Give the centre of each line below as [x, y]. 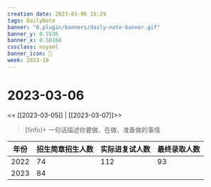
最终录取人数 [179, 149]
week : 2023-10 [28, 60]
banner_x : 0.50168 [34, 41]
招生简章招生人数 [65, 149]
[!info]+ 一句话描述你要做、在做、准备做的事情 [93, 129]
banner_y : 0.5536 [33, 34]
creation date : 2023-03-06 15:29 [57, 14]
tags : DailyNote [31, 21]
